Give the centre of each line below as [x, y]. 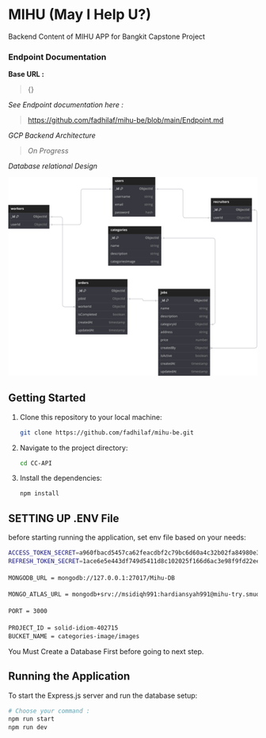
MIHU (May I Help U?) [80, 15]
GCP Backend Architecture [52, 135]
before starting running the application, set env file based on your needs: [127, 537]
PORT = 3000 [28, 611]
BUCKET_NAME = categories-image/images [74, 636]
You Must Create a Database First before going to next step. [106, 651]
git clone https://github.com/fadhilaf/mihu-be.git [106, 433]
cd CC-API [36, 463]
